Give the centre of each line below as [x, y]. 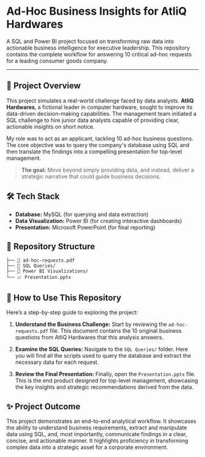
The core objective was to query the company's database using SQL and [98, 145]
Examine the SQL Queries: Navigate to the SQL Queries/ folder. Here [102, 349]
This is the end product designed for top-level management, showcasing [106, 380]
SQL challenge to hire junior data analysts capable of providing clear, [93, 120]
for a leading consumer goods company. [57, 61]
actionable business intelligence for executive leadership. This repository [98, 48]
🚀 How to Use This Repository [64, 297]
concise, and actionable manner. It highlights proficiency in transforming [97, 440]
